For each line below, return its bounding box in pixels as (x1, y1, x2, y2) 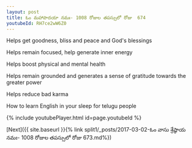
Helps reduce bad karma (6, 91, 69, 98)
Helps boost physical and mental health (6, 60, 105, 68)
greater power (6, 79, 42, 86)
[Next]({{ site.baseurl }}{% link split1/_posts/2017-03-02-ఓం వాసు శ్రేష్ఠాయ (6, 126, 186, 133)
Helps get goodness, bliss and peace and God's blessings (6, 37, 152, 44)
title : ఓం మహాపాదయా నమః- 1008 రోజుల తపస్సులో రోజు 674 (6, 15, 146, 21)
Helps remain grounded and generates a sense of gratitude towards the (6, 72, 187, 80)
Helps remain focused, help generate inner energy (6, 49, 133, 56)
